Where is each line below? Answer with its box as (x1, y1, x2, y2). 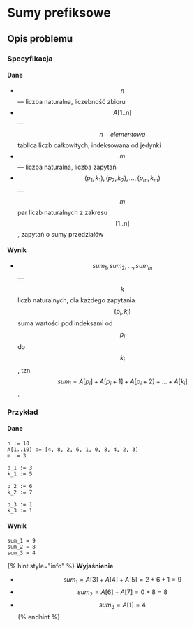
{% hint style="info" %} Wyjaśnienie (7, 562, 114, 570)
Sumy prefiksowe (7, 5, 112, 21)
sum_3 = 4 (7, 549, 36, 556)
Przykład (7, 407, 38, 417)
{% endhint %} (17, 613, 61, 621)
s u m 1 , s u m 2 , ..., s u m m (92, 261, 153, 272)
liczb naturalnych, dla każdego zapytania (17, 295, 135, 304)
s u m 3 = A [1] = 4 (98, 600, 147, 610)
